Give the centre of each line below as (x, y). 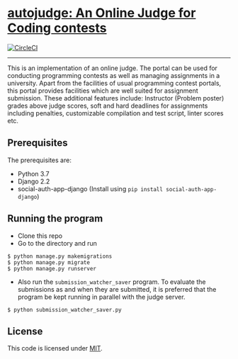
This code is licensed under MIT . (55, 348)
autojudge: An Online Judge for (102, 13)
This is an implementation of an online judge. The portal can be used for (113, 68)
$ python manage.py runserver (52, 268)
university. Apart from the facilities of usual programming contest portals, (114, 83)
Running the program (55, 218)
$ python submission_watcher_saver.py (64, 309)
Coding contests (57, 28)
